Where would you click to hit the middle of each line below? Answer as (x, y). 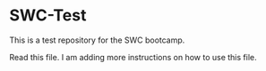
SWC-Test (48, 16)
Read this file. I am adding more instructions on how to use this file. (133, 57)
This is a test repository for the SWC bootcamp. (97, 40)
